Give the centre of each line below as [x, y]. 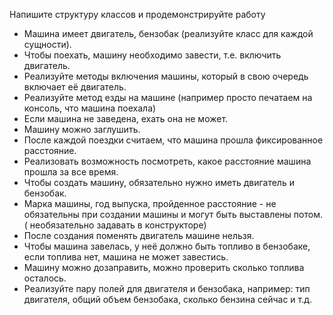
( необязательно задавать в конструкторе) [115, 225]
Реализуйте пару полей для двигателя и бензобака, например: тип [167, 288]
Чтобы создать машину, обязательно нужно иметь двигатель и [159, 182]
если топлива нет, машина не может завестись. [126, 257]
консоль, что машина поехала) [90, 108]
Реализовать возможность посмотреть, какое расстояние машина [167, 161]
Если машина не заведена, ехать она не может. [126, 118]
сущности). [47, 44]
